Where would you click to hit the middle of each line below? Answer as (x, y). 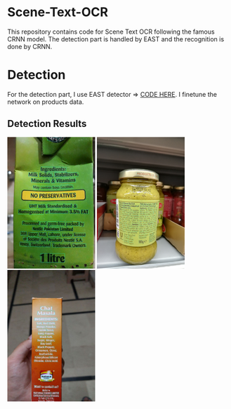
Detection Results (47, 124)
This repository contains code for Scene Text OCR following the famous (111, 32)
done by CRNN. (30, 46)
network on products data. (46, 102)
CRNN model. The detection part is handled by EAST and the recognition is (116, 39)
